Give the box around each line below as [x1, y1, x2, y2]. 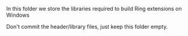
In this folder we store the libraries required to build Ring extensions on [6, 5, 182, 12]
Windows [6, 11, 30, 19]
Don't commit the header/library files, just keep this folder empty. [6, 23, 168, 30]
